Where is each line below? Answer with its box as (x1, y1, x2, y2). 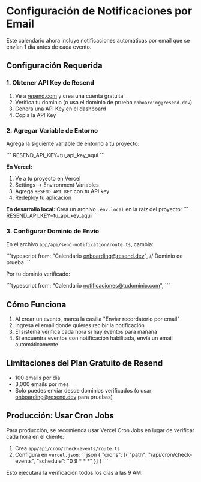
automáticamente (14, 341, 59, 348)
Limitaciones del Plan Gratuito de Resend (6, 358, 163, 369)
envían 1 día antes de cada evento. (6, 43, 92, 50)
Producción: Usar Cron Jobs (6, 411, 114, 421)
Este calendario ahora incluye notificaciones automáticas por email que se (6, 37, 190, 44)
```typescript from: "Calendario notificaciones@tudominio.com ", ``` (6, 282, 170, 289)
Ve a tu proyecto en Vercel (14, 175, 81, 182)
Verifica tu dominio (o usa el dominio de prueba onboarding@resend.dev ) (14, 98, 193, 106)
